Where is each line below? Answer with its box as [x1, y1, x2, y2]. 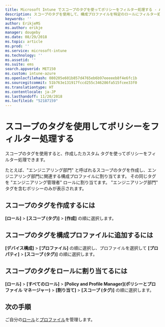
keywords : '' [5, 16, 32, 21]
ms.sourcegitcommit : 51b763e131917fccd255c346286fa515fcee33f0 [5, 80, 137, 85]
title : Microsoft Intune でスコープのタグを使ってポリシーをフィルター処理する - [5, 7, 157, 12]
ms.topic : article [5, 39, 43, 44]
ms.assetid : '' [5, 57, 36, 62]
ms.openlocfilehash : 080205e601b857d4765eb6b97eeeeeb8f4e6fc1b [5, 76, 137, 81]
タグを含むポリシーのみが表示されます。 [5, 186, 87, 191]
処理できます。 [18, 157, 48, 163]
